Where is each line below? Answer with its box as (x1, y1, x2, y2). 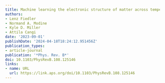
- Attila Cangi (5, 30, 36, 35)
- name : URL (5, 66, 29, 71)
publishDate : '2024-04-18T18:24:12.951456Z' (5, 39, 98, 44)
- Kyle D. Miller (5, 25, 41, 30)
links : (5, 62, 19, 66)
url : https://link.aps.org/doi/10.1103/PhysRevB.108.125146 (9, 71, 135, 76)
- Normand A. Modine (5, 21, 48, 26)
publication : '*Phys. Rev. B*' (5, 52, 69, 58)
